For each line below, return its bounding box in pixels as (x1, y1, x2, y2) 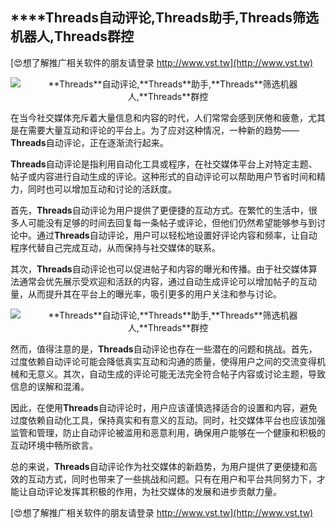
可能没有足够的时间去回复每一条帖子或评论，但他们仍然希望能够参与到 (27, 216, 317, 228)
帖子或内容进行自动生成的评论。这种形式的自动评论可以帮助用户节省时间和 (10, 170, 317, 182)
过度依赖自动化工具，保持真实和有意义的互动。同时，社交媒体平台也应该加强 (10, 414, 326, 426)
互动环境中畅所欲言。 (10, 439, 98, 451)
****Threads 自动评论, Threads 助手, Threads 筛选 (10, 9, 320, 27)
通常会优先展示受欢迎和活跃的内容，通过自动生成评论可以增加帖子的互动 (18, 275, 317, 287)
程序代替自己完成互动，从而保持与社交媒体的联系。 (10, 241, 221, 253)
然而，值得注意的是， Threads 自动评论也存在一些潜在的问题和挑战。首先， (10, 343, 318, 355)
